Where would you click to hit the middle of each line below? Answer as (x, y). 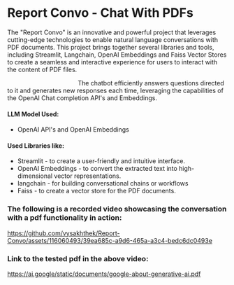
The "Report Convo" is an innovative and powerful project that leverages (112, 32)
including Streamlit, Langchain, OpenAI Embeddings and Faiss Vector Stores (117, 55)
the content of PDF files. (42, 69)
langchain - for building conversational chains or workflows (103, 183)
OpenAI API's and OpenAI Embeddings (73, 130)
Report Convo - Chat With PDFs (100, 13)
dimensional (35, 176)
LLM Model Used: (33, 114)
